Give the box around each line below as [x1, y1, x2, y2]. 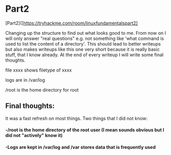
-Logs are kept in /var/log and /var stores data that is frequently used [5, 144, 156, 150]
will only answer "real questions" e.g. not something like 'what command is [5, 35, 164, 41]
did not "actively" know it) [5, 132, 63, 139]
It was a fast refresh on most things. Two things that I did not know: [5, 115, 148, 121]
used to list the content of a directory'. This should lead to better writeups [5, 40, 161, 47]
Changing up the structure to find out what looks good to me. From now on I [5, 30, 166, 36]
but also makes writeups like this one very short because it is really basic [5, 46, 160, 52]
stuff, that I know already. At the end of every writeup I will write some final [5, 52, 164, 58]
